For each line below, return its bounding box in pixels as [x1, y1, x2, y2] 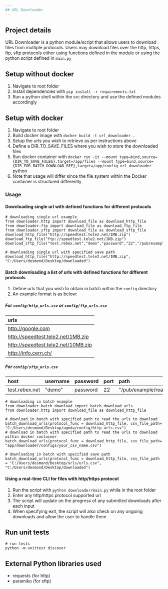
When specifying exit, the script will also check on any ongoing [12, 508, 143, 514]
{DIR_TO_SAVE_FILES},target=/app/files [12, 159, 96, 164]
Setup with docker [5, 113, 63, 122]
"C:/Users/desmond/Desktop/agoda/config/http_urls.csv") [5, 425, 126, 431]
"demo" [44, 386, 63, 393]
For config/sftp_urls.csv [5, 364, 58, 370]
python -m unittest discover [5, 546, 66, 551]
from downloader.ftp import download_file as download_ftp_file [5, 223, 142, 228]
